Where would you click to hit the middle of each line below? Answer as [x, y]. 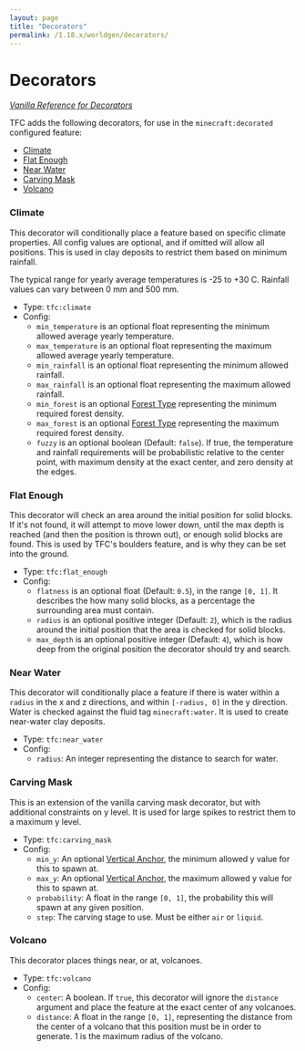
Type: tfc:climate [57, 307]
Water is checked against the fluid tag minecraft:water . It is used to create [149, 712]
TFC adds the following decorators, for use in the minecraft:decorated [141, 123]
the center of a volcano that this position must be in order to [149, 1026]
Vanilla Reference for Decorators [71, 105]
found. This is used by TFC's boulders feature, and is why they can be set [148, 544]
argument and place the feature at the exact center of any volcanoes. [166, 1007]
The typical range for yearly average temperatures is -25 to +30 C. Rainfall [149, 279]
